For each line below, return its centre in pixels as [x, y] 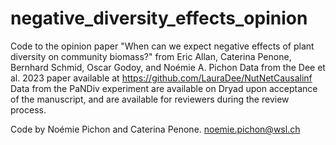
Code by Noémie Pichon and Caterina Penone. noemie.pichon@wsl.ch [155, 129]
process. [28, 109]
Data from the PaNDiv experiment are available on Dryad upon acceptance [164, 88]
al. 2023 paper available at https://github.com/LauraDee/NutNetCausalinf [161, 78]
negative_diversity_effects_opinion [159, 18]
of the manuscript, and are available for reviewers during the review [150, 99]
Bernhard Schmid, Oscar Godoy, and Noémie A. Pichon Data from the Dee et [168, 67]
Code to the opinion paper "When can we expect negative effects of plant [162, 46]
